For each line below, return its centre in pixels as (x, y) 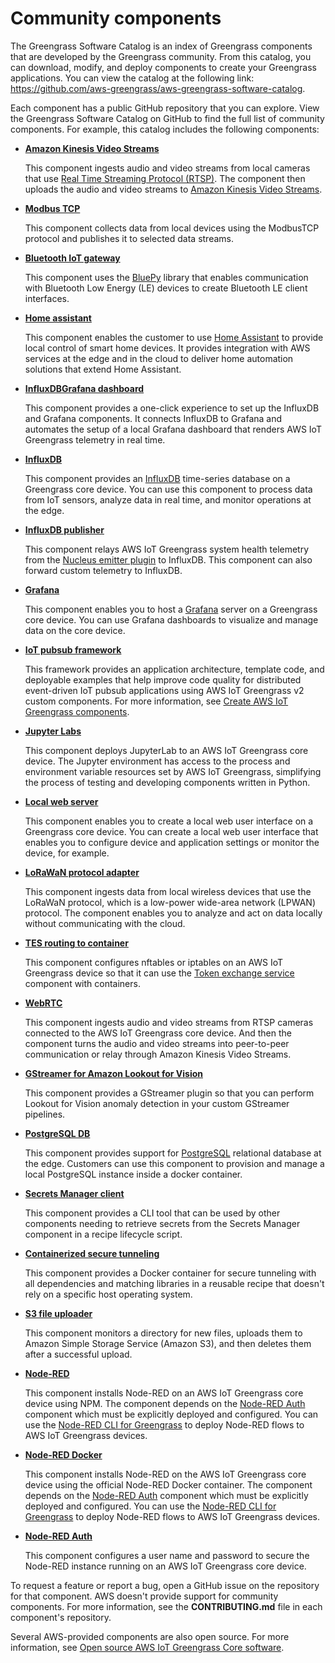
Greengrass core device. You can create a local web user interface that (171, 831)
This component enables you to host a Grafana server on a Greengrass (171, 609)
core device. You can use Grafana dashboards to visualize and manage (171, 619)
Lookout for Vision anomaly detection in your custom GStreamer (157, 1103)
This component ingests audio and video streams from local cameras (167, 168)
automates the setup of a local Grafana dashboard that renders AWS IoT (173, 429)
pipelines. (45, 1114)
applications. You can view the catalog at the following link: (132, 78)
